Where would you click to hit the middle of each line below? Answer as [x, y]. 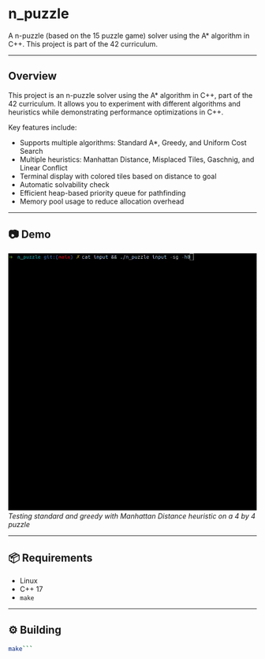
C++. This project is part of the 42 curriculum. [83, 43]
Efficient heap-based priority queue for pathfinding [103, 193]
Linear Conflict [44, 167]
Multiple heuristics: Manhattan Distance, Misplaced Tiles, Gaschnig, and [137, 159]
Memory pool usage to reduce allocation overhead [102, 201]
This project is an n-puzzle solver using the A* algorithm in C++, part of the [131, 95]
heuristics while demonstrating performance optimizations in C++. [116, 112]
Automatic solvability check [65, 184]
